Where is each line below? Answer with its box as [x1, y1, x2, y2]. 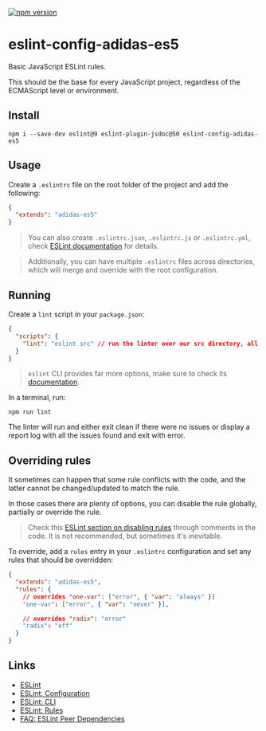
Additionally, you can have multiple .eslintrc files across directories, [27, 257, 255, 266]
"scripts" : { [15, 332, 59, 340]
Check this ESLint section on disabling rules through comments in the [27, 523, 256, 533]
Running [8, 288, 52, 302]
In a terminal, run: [8, 393, 66, 403]
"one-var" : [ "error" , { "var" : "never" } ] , [22, 600, 170, 608]
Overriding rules [8, 454, 92, 467]
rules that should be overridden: [8, 555, 114, 565]
